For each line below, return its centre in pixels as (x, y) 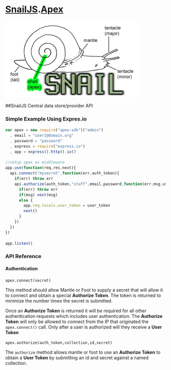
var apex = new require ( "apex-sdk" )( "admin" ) (54, 130)
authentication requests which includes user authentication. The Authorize (84, 316)
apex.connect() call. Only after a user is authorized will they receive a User (83, 327)
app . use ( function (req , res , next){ (41, 168)
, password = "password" (36, 141)
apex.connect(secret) (28, 280)
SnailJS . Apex (34, 9)
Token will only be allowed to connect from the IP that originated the (77, 321)
